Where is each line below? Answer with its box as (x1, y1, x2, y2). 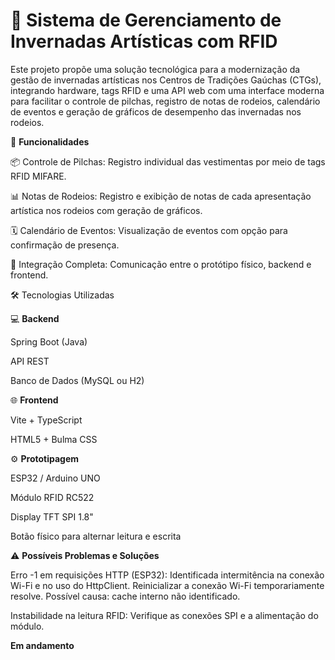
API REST (10, 355, 50, 367)
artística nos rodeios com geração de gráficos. (10, 204, 203, 216)
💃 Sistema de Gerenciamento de (10, 9, 282, 32)
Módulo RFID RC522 (10, 491, 95, 503)
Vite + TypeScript (10, 414, 83, 426)
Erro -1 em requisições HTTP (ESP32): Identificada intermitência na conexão (10, 569, 325, 581)
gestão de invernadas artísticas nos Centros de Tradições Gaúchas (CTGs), (10, 74, 322, 86)
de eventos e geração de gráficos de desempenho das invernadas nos (10, 105, 302, 118)
